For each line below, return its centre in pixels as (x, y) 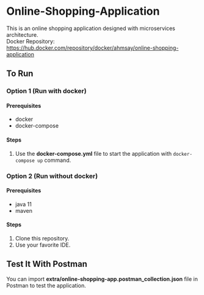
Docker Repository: (31, 41)
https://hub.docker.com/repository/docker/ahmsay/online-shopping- (93, 48)
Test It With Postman (47, 264)
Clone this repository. (42, 238)
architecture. (22, 34)
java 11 (23, 204)
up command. (54, 160)
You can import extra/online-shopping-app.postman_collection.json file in (102, 279)
